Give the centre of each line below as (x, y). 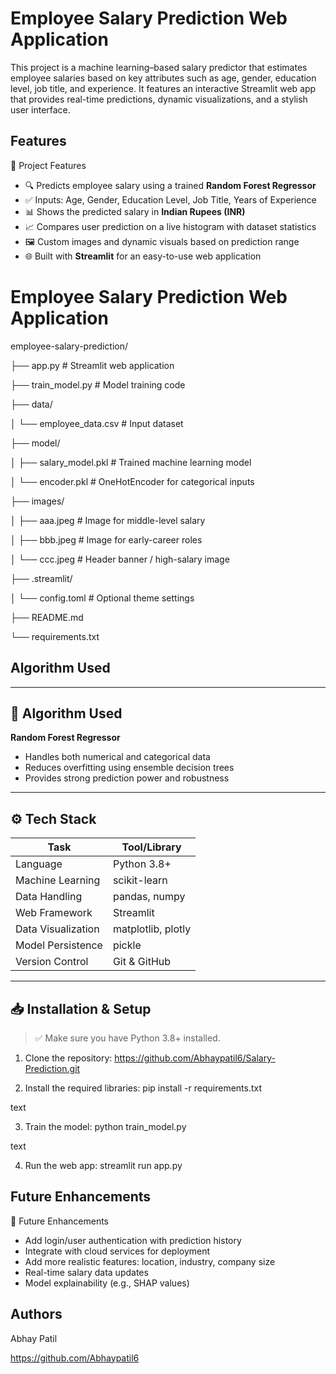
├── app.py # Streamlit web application (92, 365)
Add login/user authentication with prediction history (133, 1240)
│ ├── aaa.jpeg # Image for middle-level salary (108, 520)
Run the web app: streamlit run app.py (103, 1165)
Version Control (52, 962)
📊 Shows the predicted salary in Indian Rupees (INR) (135, 211)
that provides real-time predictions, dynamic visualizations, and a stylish (159, 99)
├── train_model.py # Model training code (98, 384)
